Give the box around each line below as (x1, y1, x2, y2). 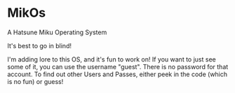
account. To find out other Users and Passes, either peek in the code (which (7, 70, 228, 78)
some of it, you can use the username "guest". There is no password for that (7, 62, 229, 71)
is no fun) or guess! (7, 77, 64, 85)
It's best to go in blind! (7, 41, 72, 50)
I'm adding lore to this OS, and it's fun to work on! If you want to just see (7, 55, 216, 64)
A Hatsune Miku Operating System (7, 28, 107, 36)
